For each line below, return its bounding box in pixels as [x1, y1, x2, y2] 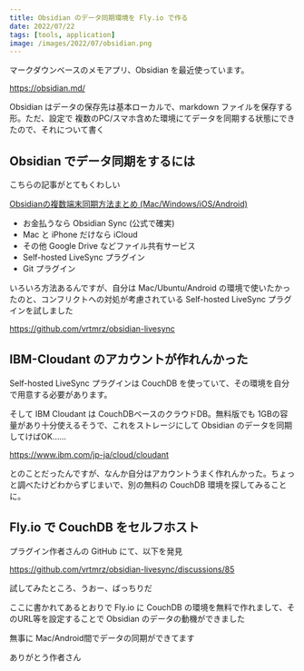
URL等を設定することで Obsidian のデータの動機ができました [16, 613, 245, 624]
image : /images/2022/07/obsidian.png [9, 38, 152, 48]
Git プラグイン [22, 263, 76, 274]
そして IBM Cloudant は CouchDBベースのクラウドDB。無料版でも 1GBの [9, 408, 280, 419]
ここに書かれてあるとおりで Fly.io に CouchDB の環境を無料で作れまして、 [9, 601, 288, 613]
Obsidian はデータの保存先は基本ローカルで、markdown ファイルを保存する [9, 102, 293, 113]
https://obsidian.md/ [9, 83, 86, 94]
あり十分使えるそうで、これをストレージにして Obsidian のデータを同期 [25, 419, 293, 430]
